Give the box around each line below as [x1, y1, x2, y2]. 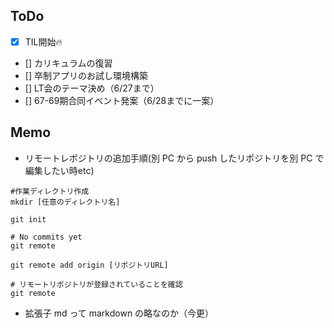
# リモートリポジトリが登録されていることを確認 [10, 279, 183, 289]
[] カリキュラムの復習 [24, 57, 113, 69]
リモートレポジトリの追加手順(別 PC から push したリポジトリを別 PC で [24, 152, 325, 164]
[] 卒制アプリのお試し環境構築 [24, 69, 148, 81]
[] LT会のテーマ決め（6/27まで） [24, 82, 160, 94]
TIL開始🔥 [24, 35, 63, 48]
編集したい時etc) [24, 164, 95, 176]
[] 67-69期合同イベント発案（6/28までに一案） [24, 94, 220, 106]
